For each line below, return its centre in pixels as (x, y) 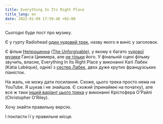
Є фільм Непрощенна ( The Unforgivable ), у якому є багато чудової (74, 51)
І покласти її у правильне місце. (39, 117)
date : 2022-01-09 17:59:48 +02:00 (41, 19)
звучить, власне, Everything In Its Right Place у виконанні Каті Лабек (76, 62)
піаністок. (15, 73)
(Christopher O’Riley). (27, 98)
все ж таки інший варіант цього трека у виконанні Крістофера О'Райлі (79, 92)
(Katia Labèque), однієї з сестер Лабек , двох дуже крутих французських (81, 67)
